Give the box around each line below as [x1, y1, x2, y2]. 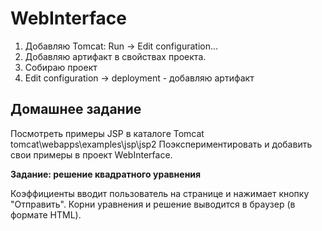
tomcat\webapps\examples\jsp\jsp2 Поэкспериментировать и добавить [10, 138, 313, 150]
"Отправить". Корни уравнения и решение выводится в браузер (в [10, 198, 296, 210]
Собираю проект [24, 61, 98, 73]
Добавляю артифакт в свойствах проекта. [24, 50, 207, 62]
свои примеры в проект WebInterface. [10, 148, 173, 161]
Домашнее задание [10, 101, 142, 118]
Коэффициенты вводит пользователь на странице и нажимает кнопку [10, 187, 310, 199]
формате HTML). [10, 208, 82, 221]
